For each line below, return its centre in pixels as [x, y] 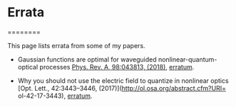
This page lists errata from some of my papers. [76, 45]
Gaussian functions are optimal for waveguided [87, 59]
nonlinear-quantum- [188, 59]
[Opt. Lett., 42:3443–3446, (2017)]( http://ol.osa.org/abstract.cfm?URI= [122, 88]
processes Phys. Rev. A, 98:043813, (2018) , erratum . [117, 67]
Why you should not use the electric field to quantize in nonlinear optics [123, 80]
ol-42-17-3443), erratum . [55, 96]
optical [28, 67]
